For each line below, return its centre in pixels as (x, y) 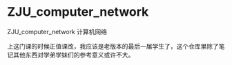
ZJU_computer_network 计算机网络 (57, 31)
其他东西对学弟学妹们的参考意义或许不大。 (74, 55)
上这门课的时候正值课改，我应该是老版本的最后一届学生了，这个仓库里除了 (113, 46)
